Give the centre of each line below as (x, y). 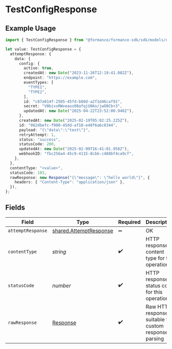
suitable (155, 319)
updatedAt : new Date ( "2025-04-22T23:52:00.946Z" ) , (79, 111)
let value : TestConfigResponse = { (43, 49)
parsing (155, 338)
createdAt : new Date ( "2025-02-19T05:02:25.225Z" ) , (74, 121)
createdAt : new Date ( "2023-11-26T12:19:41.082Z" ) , (79, 73)
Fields (15, 208)
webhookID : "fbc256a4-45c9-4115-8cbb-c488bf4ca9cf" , (76, 154)
